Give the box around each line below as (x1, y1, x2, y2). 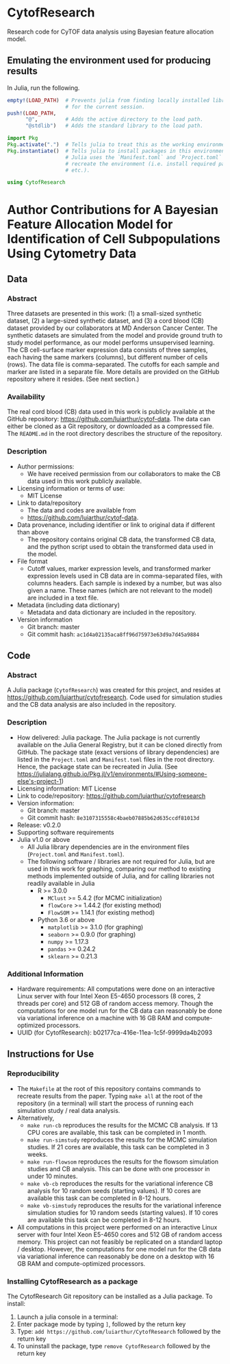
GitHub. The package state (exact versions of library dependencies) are (16, 748, 220, 756)
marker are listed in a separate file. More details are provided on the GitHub (7, 368, 220, 376)
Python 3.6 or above (37, 915, 95, 924)
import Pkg (7, 135, 38, 142)
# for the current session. (65, 103, 146, 110)
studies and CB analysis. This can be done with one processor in (27, 1164, 210, 1173)
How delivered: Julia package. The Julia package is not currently (16, 733, 201, 742)
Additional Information (7, 969, 84, 978)
